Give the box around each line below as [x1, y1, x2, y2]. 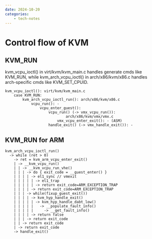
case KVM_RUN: [14, 93, 42, 98]
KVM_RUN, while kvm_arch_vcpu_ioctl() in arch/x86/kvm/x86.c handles [5, 74, 148, 80]
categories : [5, 12, 29, 16]
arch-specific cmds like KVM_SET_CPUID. [5, 80, 89, 85]
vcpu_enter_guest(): [39, 106, 81, 111]
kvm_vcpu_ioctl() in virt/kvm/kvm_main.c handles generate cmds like [5, 69, 142, 75]
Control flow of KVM [5, 37, 89, 48]
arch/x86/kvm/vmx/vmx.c [65, 114, 114, 119]
